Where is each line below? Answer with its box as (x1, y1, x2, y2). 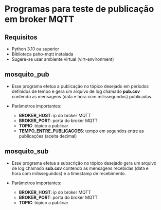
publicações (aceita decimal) (18, 133, 77, 139)
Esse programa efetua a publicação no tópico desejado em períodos (11, 83, 149, 89)
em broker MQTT (4, 14, 75, 25)
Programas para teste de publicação (4, 3, 154, 15)
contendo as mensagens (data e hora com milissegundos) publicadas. (11, 93, 153, 99)
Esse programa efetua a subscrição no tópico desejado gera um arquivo (11, 160, 157, 166)
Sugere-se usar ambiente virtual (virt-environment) (11, 56, 114, 62)
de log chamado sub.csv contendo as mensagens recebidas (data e (11, 165, 149, 171)
